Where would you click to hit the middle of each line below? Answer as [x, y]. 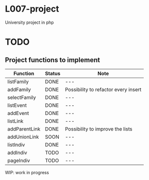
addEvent [18, 113]
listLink [15, 121]
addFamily [19, 89]
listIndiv [16, 145]
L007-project [32, 9]
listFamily [18, 82]
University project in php [29, 22]
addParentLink [24, 129]
